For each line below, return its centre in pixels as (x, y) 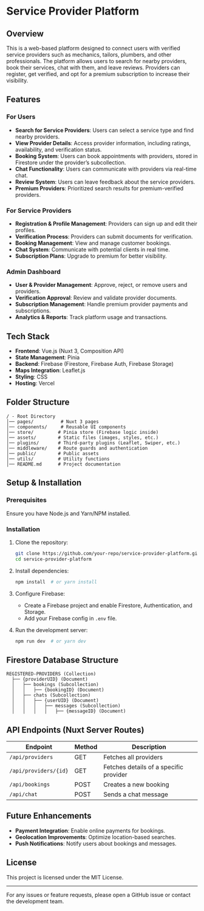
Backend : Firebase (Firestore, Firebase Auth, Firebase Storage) (94, 364)
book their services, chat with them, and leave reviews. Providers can (93, 67)
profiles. (25, 230)
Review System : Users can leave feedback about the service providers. (105, 182)
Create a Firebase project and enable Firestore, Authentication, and (108, 605)
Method (86, 747)
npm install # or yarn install (56, 582)
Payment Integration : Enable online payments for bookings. (90, 830)
